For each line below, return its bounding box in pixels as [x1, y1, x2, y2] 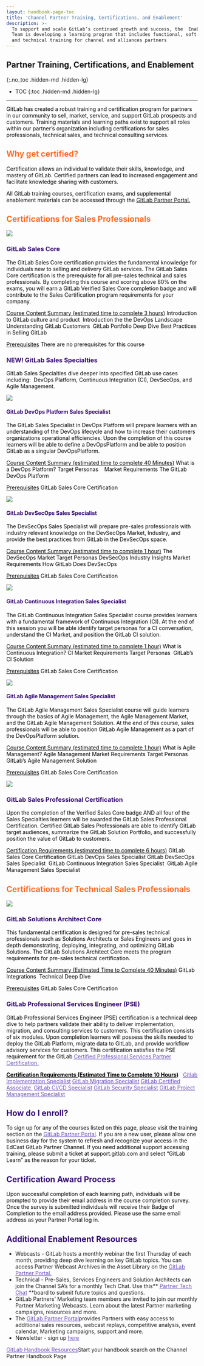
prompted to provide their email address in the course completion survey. [6, 1197, 190, 1204]
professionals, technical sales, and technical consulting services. [6, 131, 169, 138]
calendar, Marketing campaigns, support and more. [15, 1328, 144, 1335]
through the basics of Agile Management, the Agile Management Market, [6, 712, 189, 720]
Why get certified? [6, 149, 79, 159]
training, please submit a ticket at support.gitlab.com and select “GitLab [6, 1150, 186, 1158]
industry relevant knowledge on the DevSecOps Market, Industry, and [6, 529, 181, 537]
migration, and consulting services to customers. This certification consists [6, 1027, 194, 1034]
